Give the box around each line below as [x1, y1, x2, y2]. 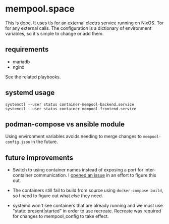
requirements [5, 45, 49, 54]
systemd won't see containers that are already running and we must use [12, 203, 163, 209]
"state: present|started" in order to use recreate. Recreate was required [12, 208, 161, 214]
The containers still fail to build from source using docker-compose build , [12, 188, 163, 194]
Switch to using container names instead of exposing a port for [12, 167, 144, 173]
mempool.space [5, 3, 75, 15]
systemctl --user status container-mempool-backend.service [5, 102, 135, 107]
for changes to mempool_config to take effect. [12, 213, 109, 219]
